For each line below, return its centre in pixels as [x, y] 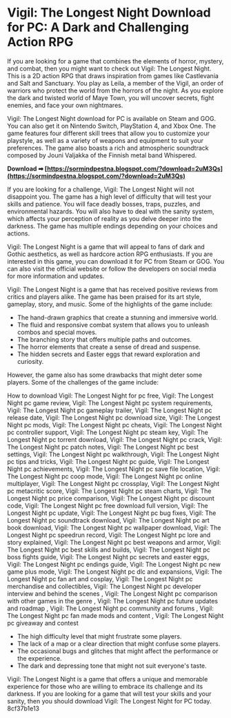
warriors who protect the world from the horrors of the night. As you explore [115, 90]
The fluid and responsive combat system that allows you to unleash [113, 324]
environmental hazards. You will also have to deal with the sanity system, [111, 211]
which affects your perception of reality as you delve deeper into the [104, 218]
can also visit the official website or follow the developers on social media [112, 269]
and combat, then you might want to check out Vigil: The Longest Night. [109, 68]
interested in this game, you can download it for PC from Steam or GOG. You [116, 261]
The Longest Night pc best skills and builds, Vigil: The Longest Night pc [109, 550]
